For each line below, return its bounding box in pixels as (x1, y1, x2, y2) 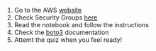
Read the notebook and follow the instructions (13, 21, 149, 29)
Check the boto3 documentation (13, 28, 109, 36)
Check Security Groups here (13, 13, 98, 22)
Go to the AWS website (13, 6, 82, 14)
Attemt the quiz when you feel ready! (13, 36, 123, 44)
